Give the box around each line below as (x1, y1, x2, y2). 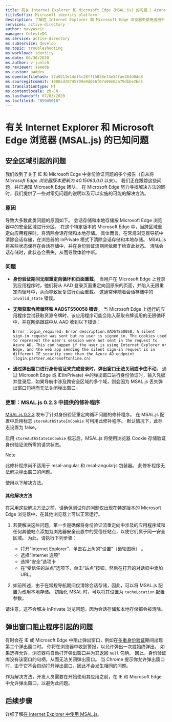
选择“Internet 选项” (20, 552, 60, 558)
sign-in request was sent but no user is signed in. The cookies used (12, 333, 167, 338)
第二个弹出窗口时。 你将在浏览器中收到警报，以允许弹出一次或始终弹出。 (5, 644, 159, 650)
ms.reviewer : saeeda (5, 65, 50, 70)
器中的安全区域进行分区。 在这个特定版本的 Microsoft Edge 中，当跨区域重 (5, 224, 163, 230)
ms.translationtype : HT (5, 84, 56, 89)
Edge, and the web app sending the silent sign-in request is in (12, 347, 155, 352)
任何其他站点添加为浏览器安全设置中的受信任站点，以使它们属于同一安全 (12, 529, 165, 535)
